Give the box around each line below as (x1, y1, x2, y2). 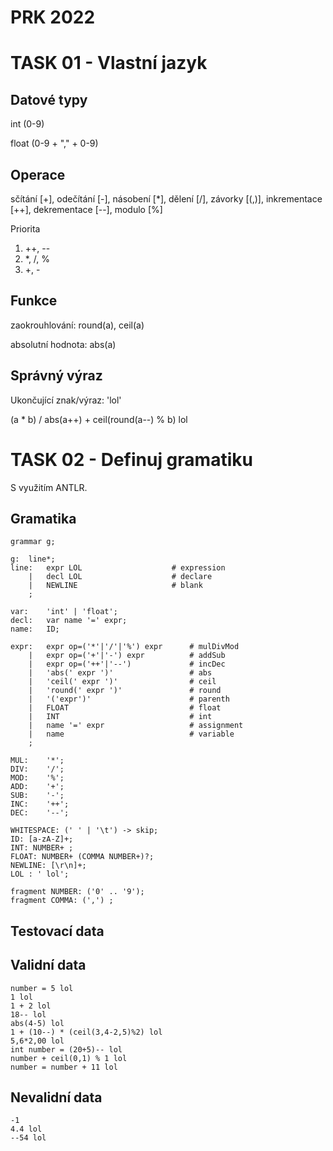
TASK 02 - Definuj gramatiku (10, 448, 253, 471)
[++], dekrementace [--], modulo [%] (10, 204, 163, 215)
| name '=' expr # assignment (28, 721, 244, 731)
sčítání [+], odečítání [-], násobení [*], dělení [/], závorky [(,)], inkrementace (10, 193, 323, 205)
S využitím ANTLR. (10, 481, 88, 493)
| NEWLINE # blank (28, 581, 203, 591)
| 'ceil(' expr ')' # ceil (28, 677, 217, 687)
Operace (10, 166, 66, 183)
